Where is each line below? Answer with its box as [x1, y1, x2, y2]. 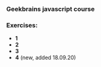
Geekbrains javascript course [6, 5, 95, 13]
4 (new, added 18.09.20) [15, 54, 76, 62]
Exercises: [6, 21, 38, 29]
